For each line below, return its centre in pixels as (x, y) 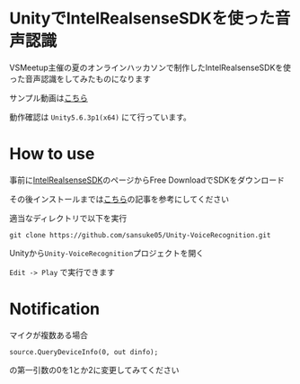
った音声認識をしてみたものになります (80, 78)
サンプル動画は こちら (49, 98)
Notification (55, 309)
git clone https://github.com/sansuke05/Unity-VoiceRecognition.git (140, 235)
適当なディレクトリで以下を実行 (68, 218)
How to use (52, 154)
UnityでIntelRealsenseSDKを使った (142, 18)
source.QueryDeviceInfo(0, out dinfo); (84, 352)
